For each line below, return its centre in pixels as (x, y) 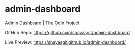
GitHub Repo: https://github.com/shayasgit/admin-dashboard (67, 32)
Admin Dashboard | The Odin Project (42, 23)
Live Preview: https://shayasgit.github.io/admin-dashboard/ (66, 42)
